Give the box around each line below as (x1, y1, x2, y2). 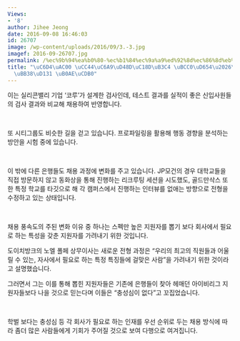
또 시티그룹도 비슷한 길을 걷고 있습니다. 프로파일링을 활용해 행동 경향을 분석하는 (7, 128, 229, 137)
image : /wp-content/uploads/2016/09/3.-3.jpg (7, 44, 145, 51)
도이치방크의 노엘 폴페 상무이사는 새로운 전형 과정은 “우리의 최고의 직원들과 (7, 246, 216, 255)
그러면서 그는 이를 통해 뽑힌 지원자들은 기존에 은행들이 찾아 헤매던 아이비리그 (7, 279, 221, 287)
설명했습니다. (14, 264, 52, 273)
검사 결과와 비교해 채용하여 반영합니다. (14, 99, 122, 108)
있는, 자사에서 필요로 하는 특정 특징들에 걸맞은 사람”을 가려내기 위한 (22, 255, 210, 264)
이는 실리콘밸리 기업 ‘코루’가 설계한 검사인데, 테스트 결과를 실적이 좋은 (7, 91, 201, 99)
